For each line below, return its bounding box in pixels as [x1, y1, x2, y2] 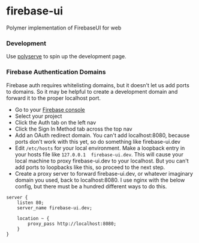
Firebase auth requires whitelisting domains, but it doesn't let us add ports [6, 81, 190, 88]
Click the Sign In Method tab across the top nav [14, 125, 133, 132]
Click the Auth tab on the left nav [14, 118, 97, 126]
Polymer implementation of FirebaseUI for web [6, 24, 122, 31]
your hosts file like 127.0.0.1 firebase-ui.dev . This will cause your [14, 150, 184, 158]
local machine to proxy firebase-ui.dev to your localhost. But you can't [14, 157, 189, 164]
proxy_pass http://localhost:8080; [28, 221, 117, 227]
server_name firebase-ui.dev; [17, 205, 93, 211]
